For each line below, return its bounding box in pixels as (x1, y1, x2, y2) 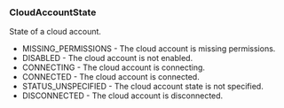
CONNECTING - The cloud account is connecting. (21, 62, 206, 73)
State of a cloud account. (9, 27, 102, 37)
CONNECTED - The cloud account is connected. (21, 72, 200, 82)
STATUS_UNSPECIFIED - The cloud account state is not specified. (21, 81, 264, 92)
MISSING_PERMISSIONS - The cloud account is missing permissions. (21, 43, 276, 54)
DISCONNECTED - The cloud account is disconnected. (21, 90, 224, 101)
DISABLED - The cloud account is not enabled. (21, 53, 193, 64)
